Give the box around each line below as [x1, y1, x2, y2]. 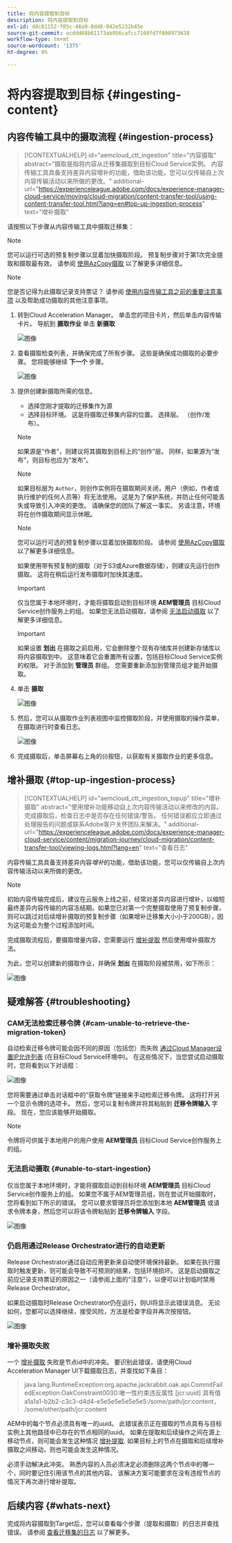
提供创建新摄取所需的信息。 [17, 387, 97, 395]
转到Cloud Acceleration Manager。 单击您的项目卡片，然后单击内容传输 [17, 310, 222, 319]
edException [23, 1388, 60, 1397]
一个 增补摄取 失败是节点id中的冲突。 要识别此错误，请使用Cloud [7, 1358, 192, 1366]
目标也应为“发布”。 [37, 455, 93, 464]
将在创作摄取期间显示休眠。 [17, 510, 97, 518]
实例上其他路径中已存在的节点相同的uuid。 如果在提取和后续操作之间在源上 [7, 1428, 221, 1436]
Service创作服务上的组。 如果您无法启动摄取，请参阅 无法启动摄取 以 [17, 607, 214, 615]
